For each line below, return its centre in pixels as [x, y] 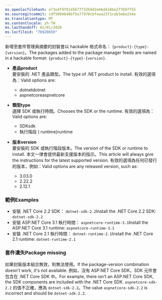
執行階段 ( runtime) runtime [46, 132]
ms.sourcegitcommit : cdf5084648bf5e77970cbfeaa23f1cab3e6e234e [71, 14]
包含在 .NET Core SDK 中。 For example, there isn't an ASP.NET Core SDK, [80, 276]
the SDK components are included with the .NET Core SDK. [64, 282]
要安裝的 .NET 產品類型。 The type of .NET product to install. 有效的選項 [84, 74]
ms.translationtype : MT [29, 18]
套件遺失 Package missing [36, 253]
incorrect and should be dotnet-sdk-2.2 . [45, 293]
